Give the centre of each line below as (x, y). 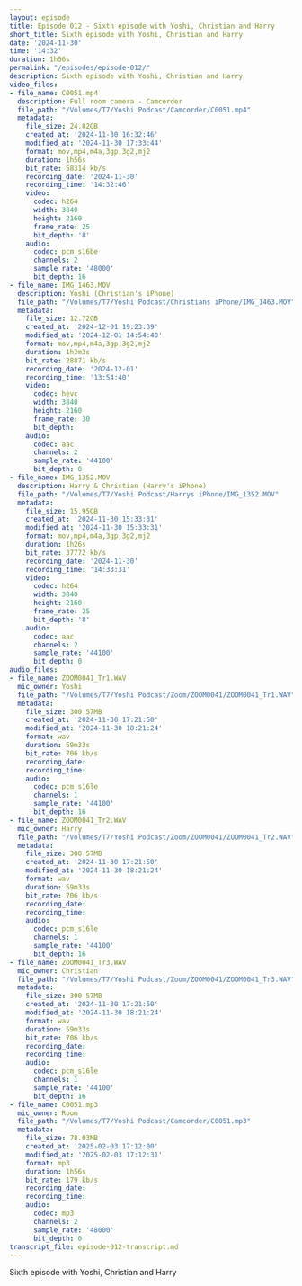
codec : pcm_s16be (66, 252)
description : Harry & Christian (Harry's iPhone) (112, 486)
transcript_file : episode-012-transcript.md (94, 1246)
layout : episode (40, 18)
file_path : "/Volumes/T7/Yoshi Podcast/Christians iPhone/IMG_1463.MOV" (156, 302)
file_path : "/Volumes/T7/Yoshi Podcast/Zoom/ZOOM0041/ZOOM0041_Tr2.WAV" (156, 837)
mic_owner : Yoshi (50, 686)
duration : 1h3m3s (58, 352)
